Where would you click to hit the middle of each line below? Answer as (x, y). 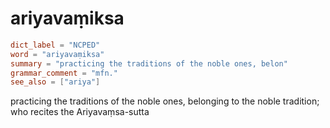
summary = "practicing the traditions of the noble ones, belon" (149, 63)
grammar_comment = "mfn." (64, 73)
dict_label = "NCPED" (55, 45)
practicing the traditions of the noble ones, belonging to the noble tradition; (165, 101)
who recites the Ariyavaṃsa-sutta (80, 112)
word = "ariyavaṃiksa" (57, 54)
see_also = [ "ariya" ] (55, 82)
